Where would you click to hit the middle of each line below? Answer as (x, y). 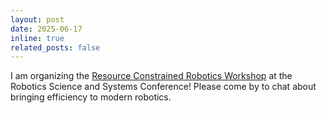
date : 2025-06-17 (46, 29)
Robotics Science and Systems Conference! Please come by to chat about (163, 87)
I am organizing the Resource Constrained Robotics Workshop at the (151, 76)
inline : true (37, 38)
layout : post (37, 19)
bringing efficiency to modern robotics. (91, 97)
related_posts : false (55, 47)
